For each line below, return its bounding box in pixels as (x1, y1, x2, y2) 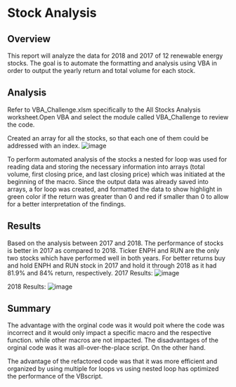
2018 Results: (7, 282, 46, 291)
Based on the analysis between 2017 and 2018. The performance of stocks (7, 239, 223, 247)
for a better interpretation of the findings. (7, 199, 126, 208)
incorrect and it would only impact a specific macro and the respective (7, 329, 212, 337)
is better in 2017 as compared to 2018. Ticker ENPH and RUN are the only (7, 246, 220, 254)
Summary (7, 303, 51, 315)
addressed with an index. (7, 141, 81, 150)
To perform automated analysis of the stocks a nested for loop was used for (7, 155, 227, 163)
